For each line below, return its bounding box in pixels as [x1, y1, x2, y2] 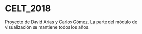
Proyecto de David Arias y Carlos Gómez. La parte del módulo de [5, 19, 138, 25]
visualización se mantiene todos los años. [5, 24, 90, 30]
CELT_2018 [5, 3, 51, 14]
